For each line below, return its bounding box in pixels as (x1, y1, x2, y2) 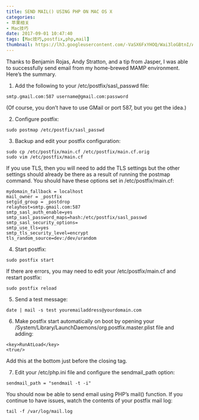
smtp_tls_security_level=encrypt (6, 230, 89, 236)
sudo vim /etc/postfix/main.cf (6, 154, 84, 160)
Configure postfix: (14, 115, 59, 122)
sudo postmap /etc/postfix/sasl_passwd (6, 127, 105, 133)
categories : (6, 14, 36, 20)
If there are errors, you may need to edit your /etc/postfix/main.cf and (6, 268, 176, 275)
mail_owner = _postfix (6, 193, 62, 199)
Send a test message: (14, 295, 68, 303)
